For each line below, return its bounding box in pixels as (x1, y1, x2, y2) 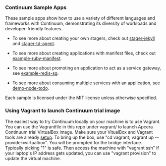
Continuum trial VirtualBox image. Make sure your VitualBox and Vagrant (5, 129, 153, 135)
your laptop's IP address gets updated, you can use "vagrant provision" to (5, 150, 157, 156)
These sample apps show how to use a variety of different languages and (5, 15, 155, 21)
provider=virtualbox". (5, 139, 49, 145)
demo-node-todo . (12, 85, 50, 91)
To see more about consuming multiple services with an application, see (12, 80, 160, 86)
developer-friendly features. (5, 26, 63, 32)
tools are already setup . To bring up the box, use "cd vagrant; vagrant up (5, 134, 154, 140)
